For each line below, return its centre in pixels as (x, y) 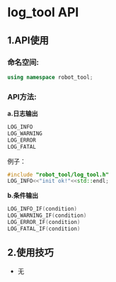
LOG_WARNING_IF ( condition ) (47, 216)
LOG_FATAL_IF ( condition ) (44, 229)
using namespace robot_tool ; (50, 77)
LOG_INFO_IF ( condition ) (42, 209)
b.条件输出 (23, 196)
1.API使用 (28, 40)
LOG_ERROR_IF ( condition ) (44, 222)
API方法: (22, 96)
